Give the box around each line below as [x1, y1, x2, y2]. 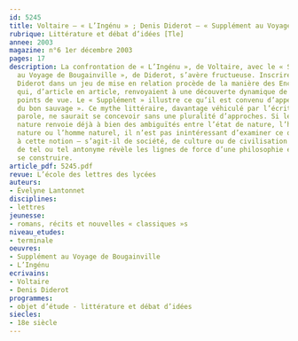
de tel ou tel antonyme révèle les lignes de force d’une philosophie [17, 145, 284, 154]
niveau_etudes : [9, 227, 66, 236]
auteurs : [9, 178, 42, 187]
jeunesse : [9, 210, 46, 220]
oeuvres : [9, 244, 42, 253]
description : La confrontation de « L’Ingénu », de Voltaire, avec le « [9, 63, 284, 72]
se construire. [17, 153, 74, 163]
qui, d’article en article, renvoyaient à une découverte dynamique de [17, 87, 288, 96]
